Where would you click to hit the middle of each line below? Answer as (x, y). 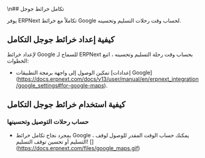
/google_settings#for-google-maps (60, 85)
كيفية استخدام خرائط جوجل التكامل (66, 105)
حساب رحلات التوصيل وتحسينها (48, 122)
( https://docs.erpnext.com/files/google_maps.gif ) (78, 148)
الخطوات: (18, 61)
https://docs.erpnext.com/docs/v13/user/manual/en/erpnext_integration (108, 79)
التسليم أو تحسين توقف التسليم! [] (55, 142)
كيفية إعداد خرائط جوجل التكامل (61, 40)
